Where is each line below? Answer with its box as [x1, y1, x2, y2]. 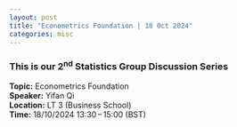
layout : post [9, 12, 58, 22]
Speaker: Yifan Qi [9, 91, 75, 101]
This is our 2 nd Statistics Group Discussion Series [9, 59, 229, 73]
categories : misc [9, 29, 74, 38]
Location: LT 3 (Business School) [9, 99, 132, 111]
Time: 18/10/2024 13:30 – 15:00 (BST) [9, 109, 147, 120]
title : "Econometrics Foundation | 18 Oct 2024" [9, 21, 193, 30]
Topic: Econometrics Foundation [9, 81, 129, 91]
